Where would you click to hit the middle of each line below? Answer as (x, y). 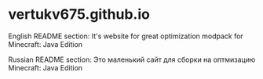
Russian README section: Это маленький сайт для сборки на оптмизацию (132, 59)
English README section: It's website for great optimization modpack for (126, 36)
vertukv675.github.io (79, 14)
